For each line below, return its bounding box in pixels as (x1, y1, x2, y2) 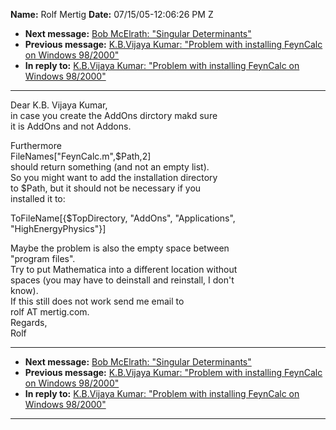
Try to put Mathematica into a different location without (10, 264, 238, 275)
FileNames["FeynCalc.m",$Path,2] (10, 150, 152, 162)
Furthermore (10, 140, 62, 151)
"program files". (10, 253, 76, 264)
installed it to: (10, 193, 66, 204)
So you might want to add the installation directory (10, 172, 218, 183)
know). (10, 285, 39, 296)
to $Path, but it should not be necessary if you (10, 182, 202, 194)
